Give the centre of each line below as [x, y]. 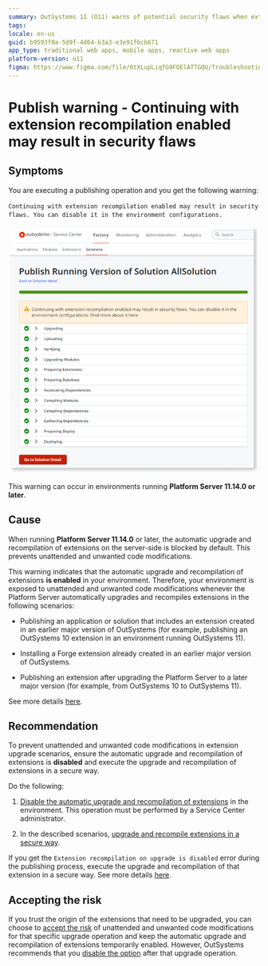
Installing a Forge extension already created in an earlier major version [135, 653]
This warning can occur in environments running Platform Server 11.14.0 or [132, 486]
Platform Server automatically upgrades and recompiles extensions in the [129, 597]
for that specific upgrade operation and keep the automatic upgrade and [127, 936]
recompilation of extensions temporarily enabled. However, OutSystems [126, 944]
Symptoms [36, 171]
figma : [19, 68]
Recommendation [53, 726]
